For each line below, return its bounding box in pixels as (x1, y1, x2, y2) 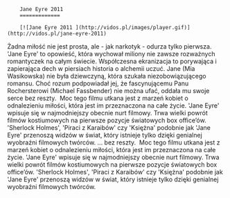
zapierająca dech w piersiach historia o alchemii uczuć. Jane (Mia (7, 65, 195, 72)
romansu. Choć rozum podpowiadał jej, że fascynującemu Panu (7, 79, 189, 88)
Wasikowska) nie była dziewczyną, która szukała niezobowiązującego (7, 72, 206, 80)
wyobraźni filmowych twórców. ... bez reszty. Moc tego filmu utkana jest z (7, 138, 220, 147)
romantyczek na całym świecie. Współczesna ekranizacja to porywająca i (7, 57, 217, 65)
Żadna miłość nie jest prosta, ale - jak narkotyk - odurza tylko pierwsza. (7, 42, 212, 51)
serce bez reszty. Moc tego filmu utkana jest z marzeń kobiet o (7, 94, 188, 102)
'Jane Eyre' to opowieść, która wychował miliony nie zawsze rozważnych (7, 50, 215, 58)
